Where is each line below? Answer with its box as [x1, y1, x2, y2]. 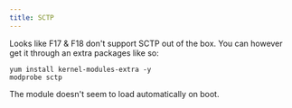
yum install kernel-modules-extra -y [9, 65, 152, 74]
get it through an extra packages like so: [9, 47, 160, 58]
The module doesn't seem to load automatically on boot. [9, 88, 220, 99]
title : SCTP [9, 13, 54, 22]
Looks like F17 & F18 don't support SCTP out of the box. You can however [9, 38, 283, 49]
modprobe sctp [9, 73, 63, 82]
